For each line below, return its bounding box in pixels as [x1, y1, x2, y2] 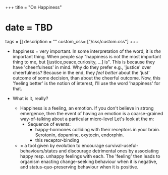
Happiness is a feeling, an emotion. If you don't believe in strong [20, 105, 154, 111]
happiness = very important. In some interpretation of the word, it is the [12, 48, 161, 54]
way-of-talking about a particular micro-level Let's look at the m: [20, 116, 154, 122]
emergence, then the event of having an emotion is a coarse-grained [20, 110, 163, 116]
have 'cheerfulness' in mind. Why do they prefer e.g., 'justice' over [12, 64, 151, 70]
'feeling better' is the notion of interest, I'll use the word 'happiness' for [12, 80, 160, 86]
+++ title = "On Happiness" [5, 5, 62, 10]
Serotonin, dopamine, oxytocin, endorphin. [35, 132, 124, 138]
